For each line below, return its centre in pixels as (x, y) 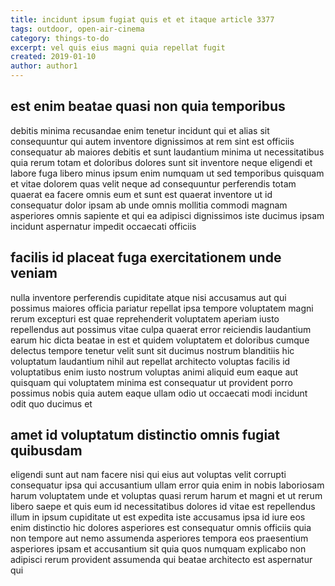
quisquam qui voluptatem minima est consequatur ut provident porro (151, 382)
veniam (34, 273)
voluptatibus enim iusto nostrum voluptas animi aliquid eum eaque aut (154, 372)
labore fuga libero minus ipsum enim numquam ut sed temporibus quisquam (167, 173)
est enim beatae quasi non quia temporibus (148, 106)
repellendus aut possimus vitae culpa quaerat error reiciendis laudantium (161, 329)
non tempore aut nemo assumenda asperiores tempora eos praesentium (159, 538)
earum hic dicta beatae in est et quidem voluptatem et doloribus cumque (160, 340)
